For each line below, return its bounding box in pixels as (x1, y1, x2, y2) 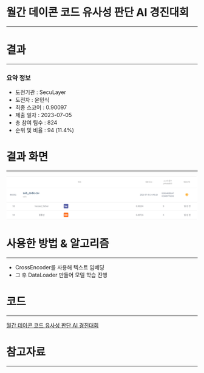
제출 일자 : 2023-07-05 (15, 112, 72, 119)
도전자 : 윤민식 (15, 96, 50, 104)
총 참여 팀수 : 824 (15, 119, 58, 126)
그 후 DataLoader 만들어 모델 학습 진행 (15, 271, 107, 278)
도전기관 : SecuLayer (15, 89, 67, 96)
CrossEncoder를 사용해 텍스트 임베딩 (15, 263, 104, 271)
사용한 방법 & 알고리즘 (6, 237, 109, 250)
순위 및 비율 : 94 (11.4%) (15, 127, 75, 134)
